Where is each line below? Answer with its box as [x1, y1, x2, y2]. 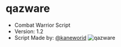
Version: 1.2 [14, 27, 43, 35]
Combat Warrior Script [14, 21, 70, 29]
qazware [5, 2, 51, 15]
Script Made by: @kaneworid [14, 34, 87, 41]
